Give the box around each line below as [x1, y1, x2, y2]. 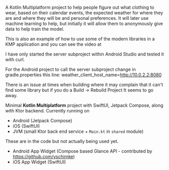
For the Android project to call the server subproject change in [5, 66, 136, 72]
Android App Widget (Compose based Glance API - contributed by [12, 148, 153, 154]
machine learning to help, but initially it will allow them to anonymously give [5, 20, 163, 26]
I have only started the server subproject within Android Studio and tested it [5, 51, 164, 57]
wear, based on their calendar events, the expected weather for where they [5, 10, 163, 16]
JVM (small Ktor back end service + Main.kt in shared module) [12, 128, 144, 134]
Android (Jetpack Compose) [12, 118, 73, 124]
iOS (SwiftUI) [12, 123, 40, 129]
